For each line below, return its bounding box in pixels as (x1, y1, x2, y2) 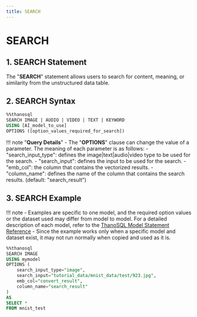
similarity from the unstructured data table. (6, 79, 110, 86)
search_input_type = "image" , (16, 267, 85, 273)
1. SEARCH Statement (6, 57, 87, 68)
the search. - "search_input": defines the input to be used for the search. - (6, 157, 186, 165)
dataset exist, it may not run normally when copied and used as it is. (6, 233, 171, 241)
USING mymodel (6, 256, 41, 262)
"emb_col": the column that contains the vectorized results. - (6, 163, 154, 171)
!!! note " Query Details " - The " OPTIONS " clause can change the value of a (6, 139, 189, 146)
